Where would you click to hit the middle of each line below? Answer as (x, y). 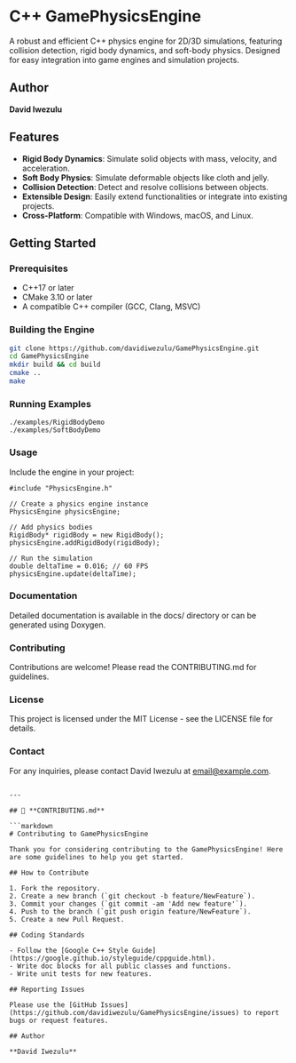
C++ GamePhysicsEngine (105, 16)
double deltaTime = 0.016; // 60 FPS (79, 566)
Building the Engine (52, 330)
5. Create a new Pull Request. (67, 919)
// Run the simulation (51, 558)
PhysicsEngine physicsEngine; (65, 512)
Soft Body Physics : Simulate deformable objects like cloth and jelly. (145, 177)
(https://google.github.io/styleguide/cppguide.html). (113, 958)
